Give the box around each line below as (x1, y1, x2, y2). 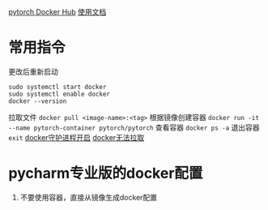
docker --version (8, 96, 67, 105)
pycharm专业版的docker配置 (8, 165, 203, 182)
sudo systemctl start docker (8, 83, 107, 91)
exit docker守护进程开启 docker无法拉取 (8, 132, 145, 142)
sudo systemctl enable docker (8, 90, 111, 98)
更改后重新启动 (8, 66, 58, 76)
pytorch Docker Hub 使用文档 (8, 7, 107, 16)
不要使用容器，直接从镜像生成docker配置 (19, 192, 158, 202)
